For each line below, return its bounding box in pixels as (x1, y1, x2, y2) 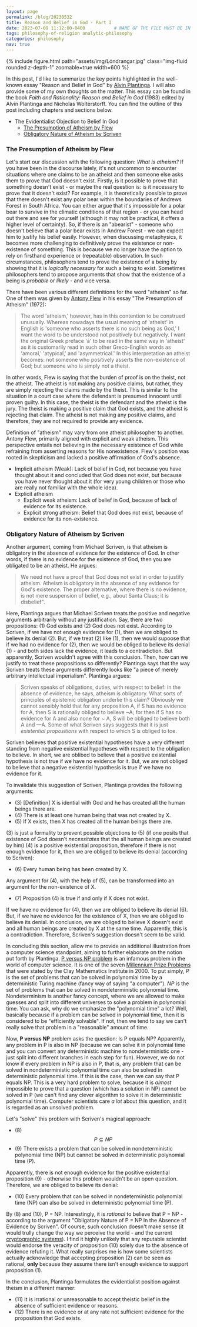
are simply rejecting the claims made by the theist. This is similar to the (6, 386, 178, 394)
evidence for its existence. (23, 503, 88, 510)
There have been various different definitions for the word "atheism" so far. (6, 289, 188, 296)
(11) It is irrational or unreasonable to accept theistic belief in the (14, 1296, 170, 1303)
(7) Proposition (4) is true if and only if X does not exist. (14, 895, 149, 902)
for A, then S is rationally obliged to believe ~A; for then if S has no (20, 709, 182, 716)
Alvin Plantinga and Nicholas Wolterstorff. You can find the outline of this (6, 100, 182, 107)
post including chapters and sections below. (6, 106, 113, 114)
